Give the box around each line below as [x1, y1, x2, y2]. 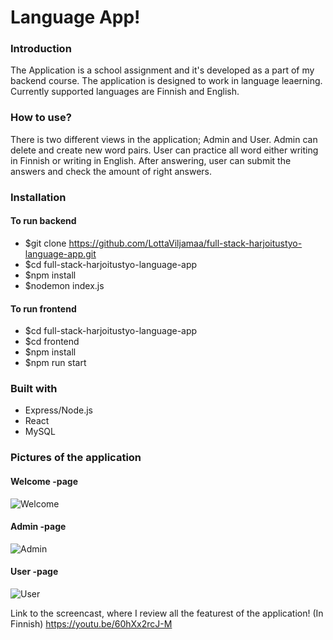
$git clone [24, 237, 67, 249]
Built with [10, 382, 58, 396]
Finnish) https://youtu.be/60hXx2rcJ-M [10, 617, 173, 630]
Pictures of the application [10, 451, 142, 465]
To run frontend [10, 302, 77, 315]
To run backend [10, 215, 77, 227]
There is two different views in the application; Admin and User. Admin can [10, 133, 318, 145]
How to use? [10, 111, 72, 125]
